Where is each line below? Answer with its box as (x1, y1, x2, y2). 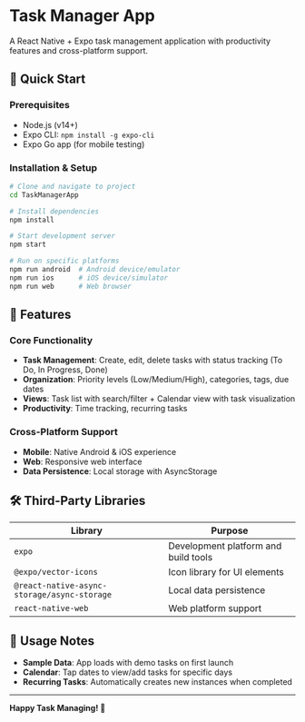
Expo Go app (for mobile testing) (22, 138, 145, 150)
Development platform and (167, 539, 282, 552)
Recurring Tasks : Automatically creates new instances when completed (22, 677, 293, 687)
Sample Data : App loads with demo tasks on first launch (22, 658, 234, 668)
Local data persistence (167, 584, 266, 597)
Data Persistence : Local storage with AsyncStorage (22, 465, 218, 477)
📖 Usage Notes (9, 633, 95, 648)
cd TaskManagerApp (9, 190, 79, 200)
